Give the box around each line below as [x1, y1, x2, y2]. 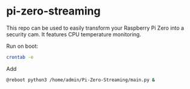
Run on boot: [6, 42, 39, 50]
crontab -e [6, 54, 34, 60]
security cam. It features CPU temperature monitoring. [6, 30, 142, 38]
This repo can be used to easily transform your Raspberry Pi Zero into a [6, 24, 185, 31]
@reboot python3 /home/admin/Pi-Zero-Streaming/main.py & [6, 77, 155, 83]
